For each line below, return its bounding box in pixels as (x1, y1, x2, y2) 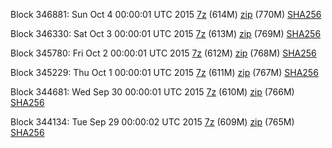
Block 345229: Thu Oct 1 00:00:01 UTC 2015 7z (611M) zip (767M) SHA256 (10, 67, 319, 78)
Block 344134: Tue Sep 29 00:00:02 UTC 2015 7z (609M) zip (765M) (10, 116, 295, 128)
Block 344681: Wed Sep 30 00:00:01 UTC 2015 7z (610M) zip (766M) (10, 86, 295, 98)
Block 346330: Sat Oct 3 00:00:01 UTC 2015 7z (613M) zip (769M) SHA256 (10, 28, 322, 39)
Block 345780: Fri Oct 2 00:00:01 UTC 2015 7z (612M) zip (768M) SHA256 (10, 47, 317, 59)
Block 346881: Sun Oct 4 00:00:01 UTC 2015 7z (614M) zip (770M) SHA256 (10, 9, 322, 20)
